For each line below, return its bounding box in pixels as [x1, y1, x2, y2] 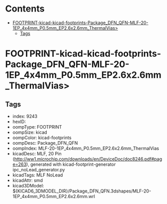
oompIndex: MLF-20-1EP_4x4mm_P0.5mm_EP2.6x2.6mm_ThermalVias [12, 145, 159, 151]
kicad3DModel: [12, 182, 44, 188]
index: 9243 [12, 113, 38, 119]
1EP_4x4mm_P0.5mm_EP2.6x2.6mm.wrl [12, 193, 95, 199]
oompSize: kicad [12, 129, 48, 135]
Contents [5, 3, 45, 15]
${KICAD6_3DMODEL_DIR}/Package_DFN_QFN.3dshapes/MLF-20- [12, 188, 151, 194]
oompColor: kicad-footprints [12, 134, 72, 141]
